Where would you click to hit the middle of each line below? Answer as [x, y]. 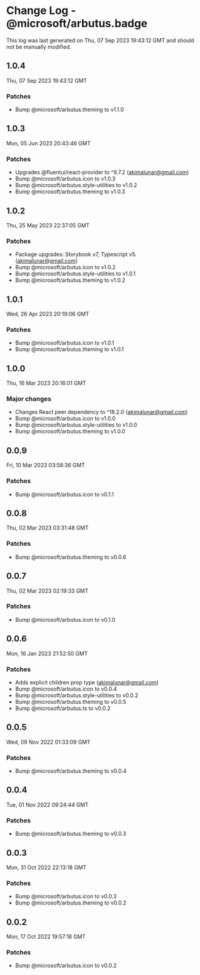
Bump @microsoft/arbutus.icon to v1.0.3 [65, 179]
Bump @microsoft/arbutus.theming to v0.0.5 [71, 701]
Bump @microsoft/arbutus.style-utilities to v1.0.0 [76, 425]
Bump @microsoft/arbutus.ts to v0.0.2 [63, 708]
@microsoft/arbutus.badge [77, 23]
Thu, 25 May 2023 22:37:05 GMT [48, 225]
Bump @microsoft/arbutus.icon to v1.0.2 [65, 267]
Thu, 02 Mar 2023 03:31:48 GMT [48, 528]
